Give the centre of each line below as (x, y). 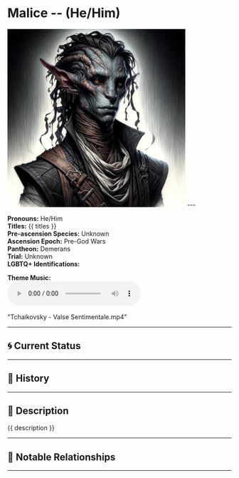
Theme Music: (29, 277)
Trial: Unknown (30, 256)
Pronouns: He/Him (35, 218)
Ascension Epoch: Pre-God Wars (57, 241)
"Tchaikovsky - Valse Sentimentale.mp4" (67, 317)
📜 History (28, 379)
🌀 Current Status (44, 346)
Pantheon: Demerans (39, 249)
